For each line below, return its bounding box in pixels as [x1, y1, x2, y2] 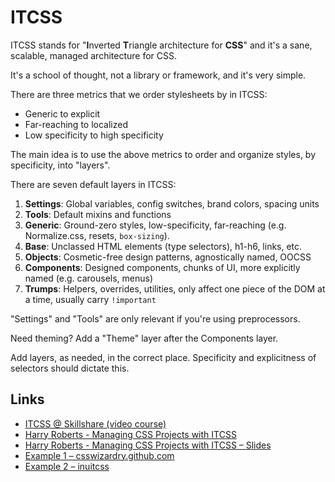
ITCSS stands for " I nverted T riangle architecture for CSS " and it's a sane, [10, 39, 313, 51]
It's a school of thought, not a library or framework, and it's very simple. [10, 69, 307, 81]
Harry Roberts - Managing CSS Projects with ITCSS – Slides [24, 439, 272, 451]
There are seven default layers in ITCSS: [10, 178, 177, 190]
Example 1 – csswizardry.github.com [24, 449, 175, 461]
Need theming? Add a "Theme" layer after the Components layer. [10, 332, 279, 344]
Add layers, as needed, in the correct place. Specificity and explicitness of [10, 351, 317, 363]
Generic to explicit [24, 107, 101, 120]
